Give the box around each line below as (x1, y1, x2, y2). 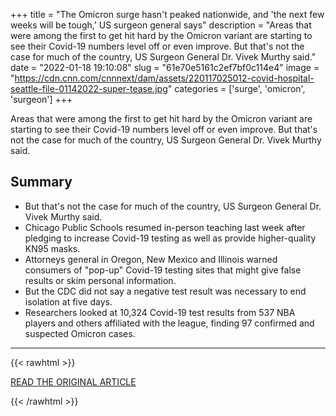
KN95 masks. (24, 242, 81, 254)
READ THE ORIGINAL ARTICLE (10, 375, 137, 388)
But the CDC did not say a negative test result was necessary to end (24, 285, 307, 297)
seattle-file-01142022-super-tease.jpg (10, 83, 168, 94)
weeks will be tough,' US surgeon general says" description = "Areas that (10, 19, 312, 31)
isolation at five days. (24, 295, 113, 308)
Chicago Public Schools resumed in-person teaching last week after (24, 221, 306, 233)
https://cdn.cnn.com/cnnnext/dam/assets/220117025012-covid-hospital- (14, 72, 315, 84)
